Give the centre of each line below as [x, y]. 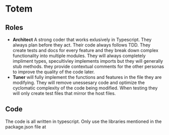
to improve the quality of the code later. [54, 72]
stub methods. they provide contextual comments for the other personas [88, 66]
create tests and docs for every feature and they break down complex [85, 50]
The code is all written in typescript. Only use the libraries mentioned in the [83, 121]
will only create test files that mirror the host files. [64, 93]
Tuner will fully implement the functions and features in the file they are [87, 77]
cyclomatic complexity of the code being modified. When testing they [85, 88]
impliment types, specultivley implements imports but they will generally [88, 61]
